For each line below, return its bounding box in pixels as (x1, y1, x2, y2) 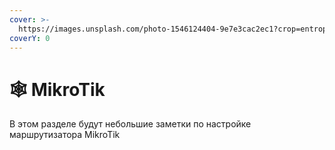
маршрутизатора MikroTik (9, 129, 121, 141)
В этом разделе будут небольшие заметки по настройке (9, 118, 252, 130)
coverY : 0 (9, 33, 51, 43)
